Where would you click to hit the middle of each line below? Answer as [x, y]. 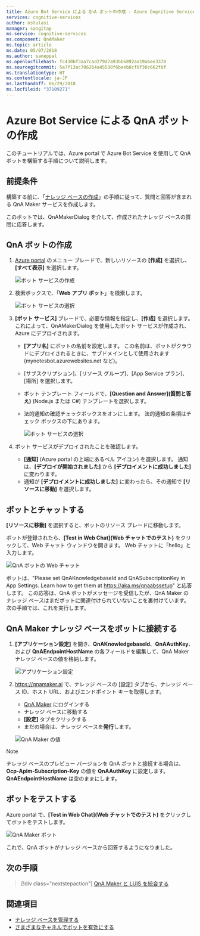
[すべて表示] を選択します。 [48, 268]
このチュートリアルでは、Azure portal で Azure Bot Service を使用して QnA [99, 153]
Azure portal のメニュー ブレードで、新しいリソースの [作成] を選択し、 [102, 261]
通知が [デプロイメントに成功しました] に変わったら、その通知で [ [104, 482]
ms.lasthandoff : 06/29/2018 [41, 84]
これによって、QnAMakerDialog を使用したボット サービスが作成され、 [102, 326]
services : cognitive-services [44, 17]
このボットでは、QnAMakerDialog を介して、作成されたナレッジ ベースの [96, 217]
